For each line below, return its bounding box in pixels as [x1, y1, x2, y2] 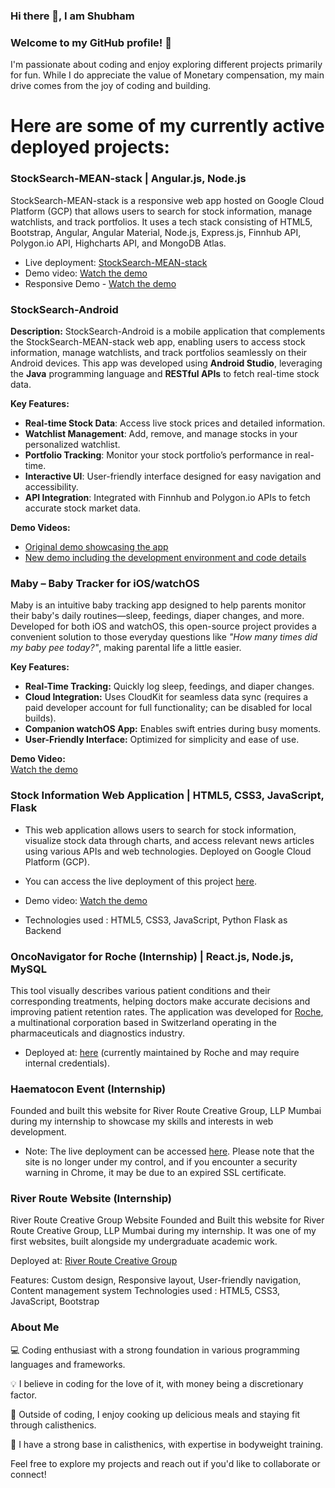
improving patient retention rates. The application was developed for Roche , [10, 1005, 324, 1018]
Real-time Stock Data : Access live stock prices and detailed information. [24, 417, 326, 429]
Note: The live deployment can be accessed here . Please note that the [24, 1145, 315, 1158]
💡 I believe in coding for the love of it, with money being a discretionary [10, 1377, 304, 1389]
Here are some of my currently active [10, 115, 325, 138]
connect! [10, 1468, 47, 1480]
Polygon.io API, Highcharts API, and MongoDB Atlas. [10, 237, 227, 249]
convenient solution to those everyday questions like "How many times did [10, 631, 318, 643]
